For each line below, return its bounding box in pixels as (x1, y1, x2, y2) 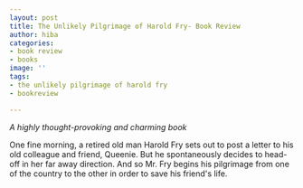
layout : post (9, 13, 59, 23)
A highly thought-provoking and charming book (9, 121, 187, 132)
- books (9, 55, 39, 64)
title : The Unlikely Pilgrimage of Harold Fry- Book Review (9, 22, 241, 31)
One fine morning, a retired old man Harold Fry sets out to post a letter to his (9, 139, 294, 150)
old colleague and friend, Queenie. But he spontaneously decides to (9, 148, 263, 159)
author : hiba (9, 30, 59, 39)
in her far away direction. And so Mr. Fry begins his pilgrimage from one (22, 158, 289, 169)
